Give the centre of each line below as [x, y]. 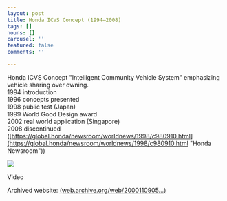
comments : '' [26, 52]
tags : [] [20, 26]
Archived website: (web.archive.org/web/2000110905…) [87, 190]
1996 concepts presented [43, 99]
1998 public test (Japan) [42, 107]
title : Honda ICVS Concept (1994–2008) [64, 20]
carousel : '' [26, 39]
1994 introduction [32, 92]
